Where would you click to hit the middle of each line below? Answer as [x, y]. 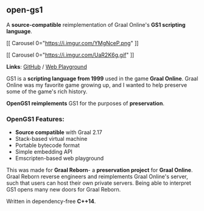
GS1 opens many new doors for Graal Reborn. [64, 190]
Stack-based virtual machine [51, 139]
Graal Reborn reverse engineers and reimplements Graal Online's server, [97, 177]
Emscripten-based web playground [59, 159]
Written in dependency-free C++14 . [51, 201]
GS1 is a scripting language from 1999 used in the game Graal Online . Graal [102, 78]
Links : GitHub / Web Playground [47, 66]
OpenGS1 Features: [36, 119]
